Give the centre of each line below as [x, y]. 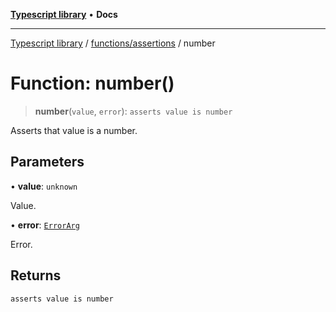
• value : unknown [44, 186]
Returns [36, 275]
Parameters [47, 162]
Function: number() [92, 83]
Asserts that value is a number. [74, 130]
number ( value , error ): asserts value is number [133, 111]
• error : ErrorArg [45, 225]
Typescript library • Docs [64, 14]
